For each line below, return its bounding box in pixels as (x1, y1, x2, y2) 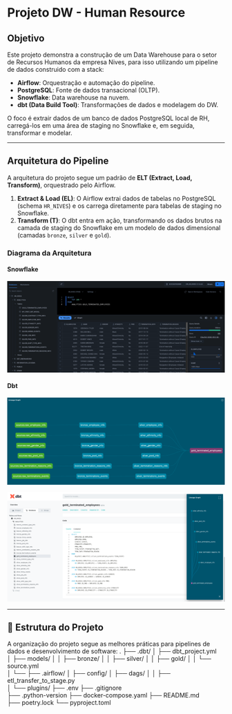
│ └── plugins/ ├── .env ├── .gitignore (7, 684, 122, 692)
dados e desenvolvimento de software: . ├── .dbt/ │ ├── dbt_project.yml (7, 647, 217, 655)
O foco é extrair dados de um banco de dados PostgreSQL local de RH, (7, 114, 210, 122)
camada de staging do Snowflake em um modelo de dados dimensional (17, 223, 221, 232)
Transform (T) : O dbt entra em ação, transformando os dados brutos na (17, 216, 222, 224)
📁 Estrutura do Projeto (7, 621, 104, 633)
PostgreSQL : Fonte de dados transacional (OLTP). (17, 86, 160, 94)
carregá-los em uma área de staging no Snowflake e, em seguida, (7, 122, 195, 129)
